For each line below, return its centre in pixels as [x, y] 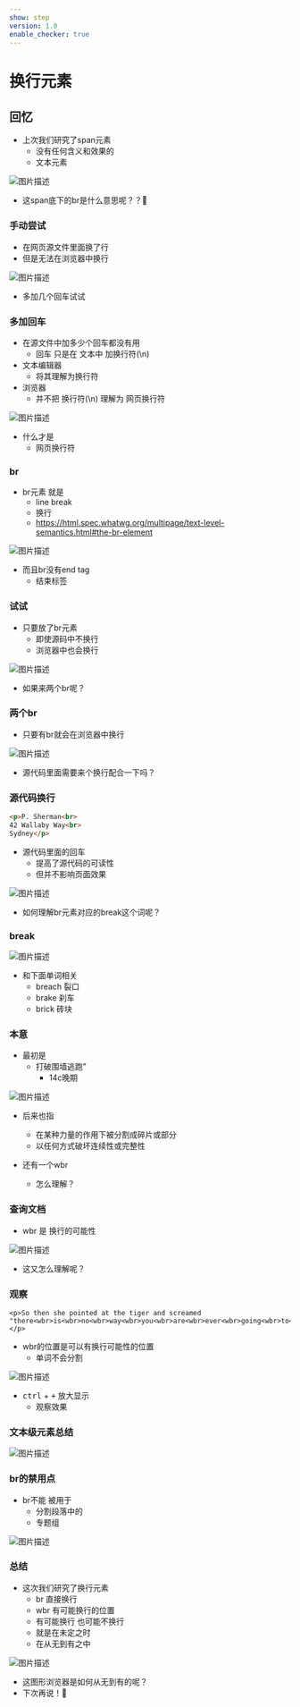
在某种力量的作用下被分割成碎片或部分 [106, 1135]
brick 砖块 [54, 1009]
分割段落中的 [59, 1511]
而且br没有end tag [56, 570]
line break [54, 503]
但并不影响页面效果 [71, 874]
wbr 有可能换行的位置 [75, 1610]
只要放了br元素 [50, 628]
